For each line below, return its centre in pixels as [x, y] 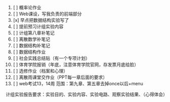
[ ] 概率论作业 [27, 7]
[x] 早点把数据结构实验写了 [41, 20]
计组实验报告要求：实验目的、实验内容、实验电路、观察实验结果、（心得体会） [87, 94]
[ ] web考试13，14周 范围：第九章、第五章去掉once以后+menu [78, 83]
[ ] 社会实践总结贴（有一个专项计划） [51, 58]
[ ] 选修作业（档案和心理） [40, 71]
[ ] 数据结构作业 [29, 52]
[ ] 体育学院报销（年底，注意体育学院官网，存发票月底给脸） [76, 64]
